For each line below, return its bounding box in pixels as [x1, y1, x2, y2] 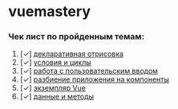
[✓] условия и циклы [19, 58, 92, 67]
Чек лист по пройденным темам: [8, 31, 145, 42]
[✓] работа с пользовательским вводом [19, 67, 159, 76]
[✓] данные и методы [19, 91, 95, 102]
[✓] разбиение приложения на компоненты [19, 75, 170, 84]
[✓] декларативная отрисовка [19, 49, 124, 59]
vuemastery [8, 2, 91, 21]
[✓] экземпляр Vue [19, 83, 87, 93]
